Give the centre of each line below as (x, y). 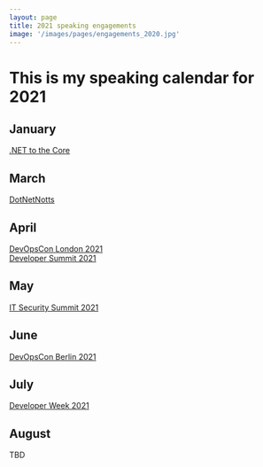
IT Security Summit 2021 (54, 307)
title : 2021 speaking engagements (73, 26)
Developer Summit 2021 (53, 258)
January (33, 129)
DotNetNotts (32, 199)
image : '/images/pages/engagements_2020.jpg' (94, 34)
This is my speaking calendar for (132, 78)
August (30, 434)
